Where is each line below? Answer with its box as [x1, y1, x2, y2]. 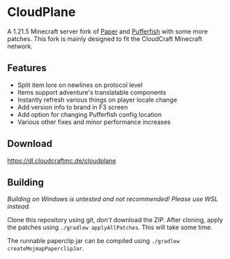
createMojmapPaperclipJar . [7, 244, 84, 253]
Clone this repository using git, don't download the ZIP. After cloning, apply [7, 216, 223, 224]
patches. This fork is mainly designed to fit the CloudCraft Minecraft [7, 34, 203, 42]
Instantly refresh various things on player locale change [17, 95, 178, 104]
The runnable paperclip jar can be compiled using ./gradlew [7, 237, 180, 245]
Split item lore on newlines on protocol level [17, 81, 143, 89]
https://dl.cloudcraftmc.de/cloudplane [7, 156, 116, 164]
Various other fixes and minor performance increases [17, 118, 171, 126]
